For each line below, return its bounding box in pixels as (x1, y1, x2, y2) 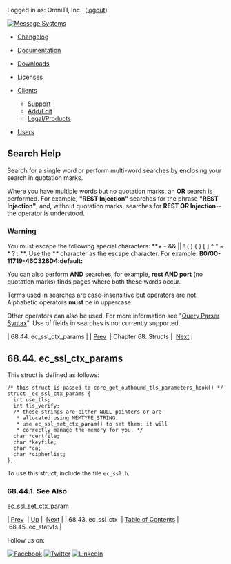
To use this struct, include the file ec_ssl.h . (7, 469, 130, 477)
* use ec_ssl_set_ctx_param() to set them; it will (16, 420, 168, 428)
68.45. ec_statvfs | (8, 522, 62, 531)
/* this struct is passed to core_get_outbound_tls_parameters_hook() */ (7, 384, 224, 391)
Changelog (17, 33, 49, 41)
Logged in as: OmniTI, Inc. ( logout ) (7, 6, 108, 14)
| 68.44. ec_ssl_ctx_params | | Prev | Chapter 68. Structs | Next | (7, 332, 193, 341)
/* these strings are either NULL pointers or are (13, 408, 162, 415)
